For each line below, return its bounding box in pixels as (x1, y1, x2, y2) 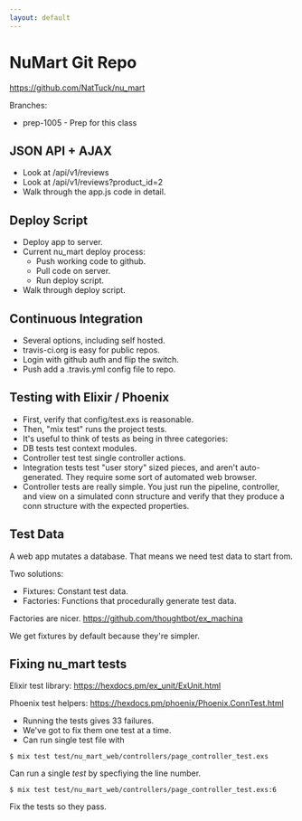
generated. (22, 471, 64, 482)
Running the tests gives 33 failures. (22, 715, 155, 726)
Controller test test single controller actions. (22, 452, 186, 463)
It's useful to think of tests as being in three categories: (22, 433, 229, 444)
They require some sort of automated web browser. (65, 471, 258, 482)
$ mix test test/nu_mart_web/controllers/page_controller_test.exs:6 (9, 786, 278, 795)
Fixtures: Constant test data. (22, 585, 128, 597)
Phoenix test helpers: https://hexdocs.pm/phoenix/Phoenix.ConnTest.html (9, 698, 285, 709)
